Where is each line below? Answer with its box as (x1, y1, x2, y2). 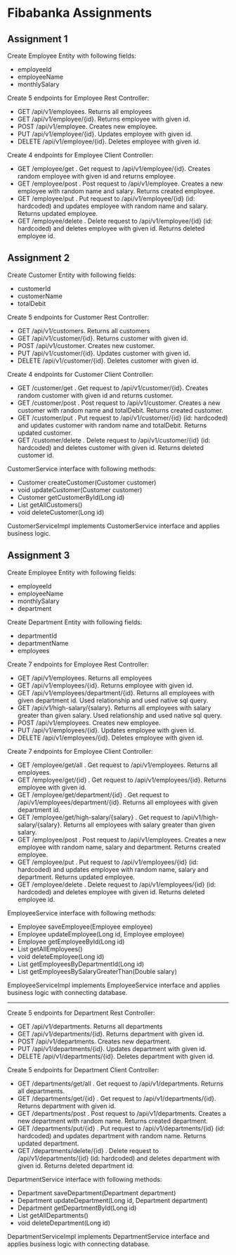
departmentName (17, 638, 69, 648)
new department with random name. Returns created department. (17, 1116, 209, 1125)
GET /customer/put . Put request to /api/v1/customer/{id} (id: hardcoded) (17, 413, 228, 422)
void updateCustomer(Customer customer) (17, 485, 143, 494)
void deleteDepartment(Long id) (17, 1218, 111, 1227)
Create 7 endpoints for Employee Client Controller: (7, 747, 153, 755)
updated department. (17, 1139, 79, 1147)
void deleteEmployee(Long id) (17, 952, 105, 960)
